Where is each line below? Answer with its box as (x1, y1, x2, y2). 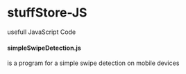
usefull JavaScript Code (7, 28, 76, 36)
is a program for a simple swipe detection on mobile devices (7, 59, 180, 67)
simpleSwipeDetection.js (7, 44, 81, 52)
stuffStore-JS (7, 5, 87, 21)
